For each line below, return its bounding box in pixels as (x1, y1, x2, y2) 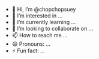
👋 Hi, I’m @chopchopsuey (11, 6, 76, 13)
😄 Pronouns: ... (11, 40, 51, 48)
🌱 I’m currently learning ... (11, 19, 76, 25)
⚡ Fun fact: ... (11, 47, 45, 54)
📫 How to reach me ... (11, 32, 68, 39)
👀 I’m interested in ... (11, 12, 63, 19)
